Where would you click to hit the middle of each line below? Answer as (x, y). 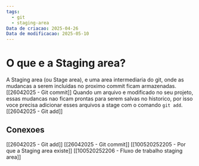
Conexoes (25, 130)
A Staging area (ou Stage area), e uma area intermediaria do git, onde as (95, 80)
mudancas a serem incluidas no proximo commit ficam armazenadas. (91, 86)
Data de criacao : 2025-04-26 (42, 28)
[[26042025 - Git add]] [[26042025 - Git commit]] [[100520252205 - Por (96, 144)
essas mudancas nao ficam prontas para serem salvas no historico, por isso (99, 99)
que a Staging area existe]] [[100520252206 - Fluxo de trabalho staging (94, 151)
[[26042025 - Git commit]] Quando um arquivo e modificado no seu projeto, (100, 92)
